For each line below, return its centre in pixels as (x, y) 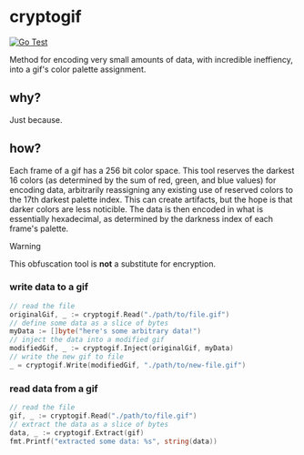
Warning (25, 246)
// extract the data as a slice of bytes (89, 424)
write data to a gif (49, 287)
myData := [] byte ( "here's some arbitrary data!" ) (106, 331)
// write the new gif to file (67, 357)
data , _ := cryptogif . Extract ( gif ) (77, 433)
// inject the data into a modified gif (87, 340)
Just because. (36, 119)
